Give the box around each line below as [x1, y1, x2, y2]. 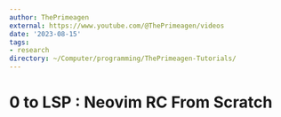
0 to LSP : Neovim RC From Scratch [9, 92, 273, 113]
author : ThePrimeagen [9, 12, 90, 22]
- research [9, 46, 50, 55]
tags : [9, 37, 29, 47]
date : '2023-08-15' [9, 29, 82, 38]
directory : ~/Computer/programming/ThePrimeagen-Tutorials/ [9, 54, 237, 63]
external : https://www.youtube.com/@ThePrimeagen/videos [9, 21, 225, 30]
